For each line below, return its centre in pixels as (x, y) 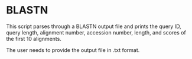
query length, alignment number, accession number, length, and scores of (96, 32)
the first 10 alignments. (34, 39)
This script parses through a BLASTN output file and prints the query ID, (94, 26)
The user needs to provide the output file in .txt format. (73, 50)
